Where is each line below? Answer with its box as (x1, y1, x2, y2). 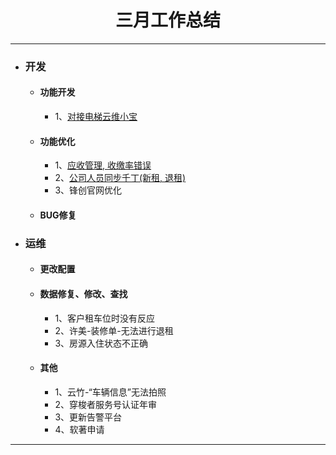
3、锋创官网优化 (54, 184, 123, 196)
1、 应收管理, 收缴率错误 (54, 159, 152, 171)
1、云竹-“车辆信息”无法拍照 (54, 386, 167, 398)
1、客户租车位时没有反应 (54, 312, 156, 324)
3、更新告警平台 (54, 411, 123, 423)
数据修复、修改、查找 (39, 287, 128, 300)
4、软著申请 (54, 423, 105, 435)
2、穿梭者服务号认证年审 (54, 398, 157, 410)
